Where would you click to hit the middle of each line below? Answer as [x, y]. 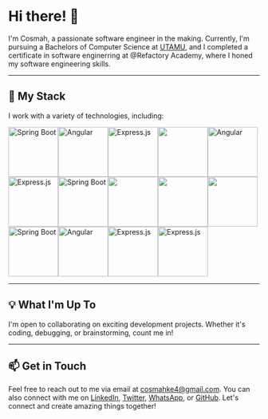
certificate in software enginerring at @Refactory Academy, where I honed [130, 55]
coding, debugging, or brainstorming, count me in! [91, 332]
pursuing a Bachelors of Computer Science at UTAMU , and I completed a [128, 46]
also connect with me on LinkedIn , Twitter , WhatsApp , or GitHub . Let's [124, 397]
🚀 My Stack [37, 96]
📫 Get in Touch [47, 366]
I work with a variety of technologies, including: [86, 116]
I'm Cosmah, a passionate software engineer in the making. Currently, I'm [129, 38]
